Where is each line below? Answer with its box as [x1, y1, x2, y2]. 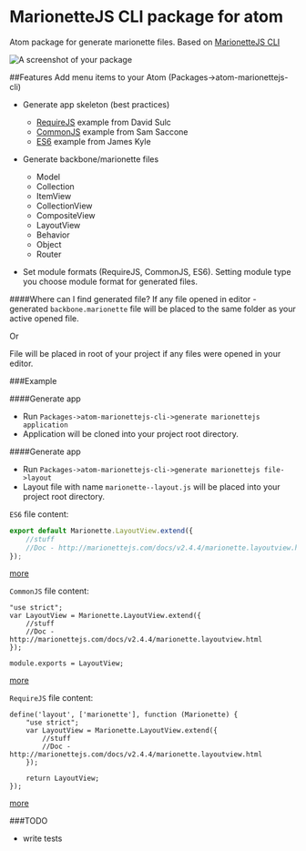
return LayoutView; [25, 774, 100, 784]
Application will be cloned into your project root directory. [22, 428, 240, 439]
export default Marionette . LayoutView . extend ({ [9, 526, 194, 535]
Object [36, 238, 62, 249]
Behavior [36, 229, 70, 240]
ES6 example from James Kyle [36, 136, 152, 147]
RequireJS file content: [9, 693, 94, 704]
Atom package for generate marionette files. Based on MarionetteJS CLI [9, 36, 280, 47]
